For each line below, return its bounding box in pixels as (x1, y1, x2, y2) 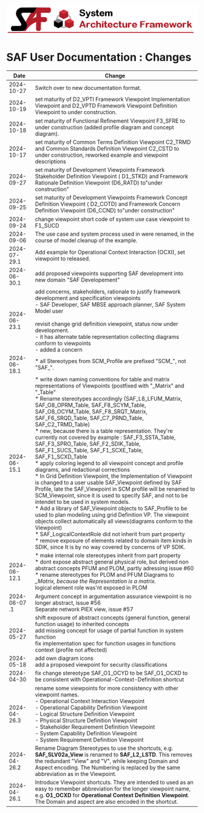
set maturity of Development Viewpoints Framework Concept (35, 194, 188, 202)
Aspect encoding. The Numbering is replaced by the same (35, 764, 180, 771)
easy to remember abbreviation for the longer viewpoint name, (35, 785, 191, 792)
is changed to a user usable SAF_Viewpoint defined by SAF (35, 479, 182, 486)
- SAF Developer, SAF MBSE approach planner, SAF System (35, 301, 186, 308)
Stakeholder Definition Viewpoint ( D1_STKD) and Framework (35, 172, 188, 180)
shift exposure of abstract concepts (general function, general (35, 614, 190, 621)
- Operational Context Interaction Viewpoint (35, 697, 145, 704)
